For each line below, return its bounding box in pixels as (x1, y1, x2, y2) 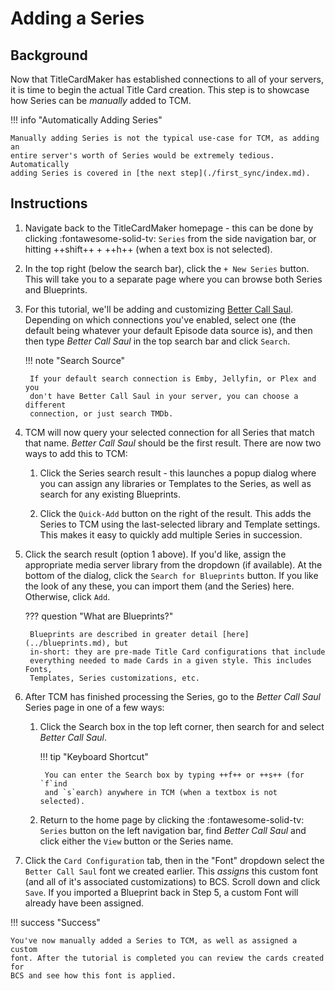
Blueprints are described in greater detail (29, 629, 218, 639)
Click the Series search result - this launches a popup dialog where (39, 467, 317, 479)
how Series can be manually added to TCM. (10, 95, 192, 106)
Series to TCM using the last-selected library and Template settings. (39, 518, 321, 530)
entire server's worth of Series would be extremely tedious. (10, 151, 275, 161)
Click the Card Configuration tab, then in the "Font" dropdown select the (24, 854, 325, 866)
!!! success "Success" (10, 916, 101, 928)
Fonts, (24, 664, 53, 674)
